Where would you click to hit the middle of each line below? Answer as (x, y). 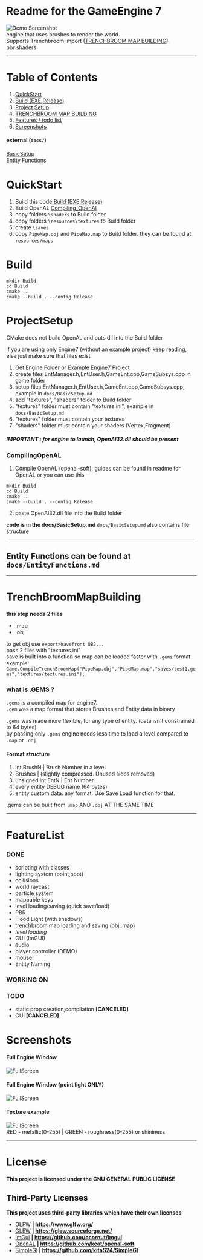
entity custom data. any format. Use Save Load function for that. (95, 793)
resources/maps (34, 241)
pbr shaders (21, 47)
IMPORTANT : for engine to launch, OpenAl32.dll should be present (93, 439)
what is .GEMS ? (30, 689)
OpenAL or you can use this (50, 475)
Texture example (28, 1112)
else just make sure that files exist (48, 355)
